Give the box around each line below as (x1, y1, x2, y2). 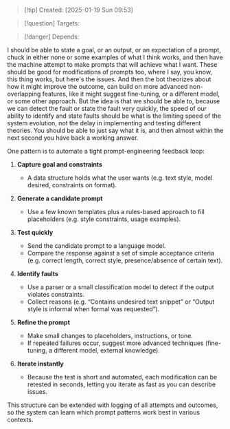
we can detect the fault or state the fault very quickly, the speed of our (7, 105, 207, 112)
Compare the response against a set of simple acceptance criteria (27, 249, 215, 257)
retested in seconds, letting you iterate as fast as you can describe (27, 380, 216, 388)
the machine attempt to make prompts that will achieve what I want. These (7, 61, 218, 68)
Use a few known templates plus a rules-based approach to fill (27, 208, 205, 216)
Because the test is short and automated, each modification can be (27, 373, 218, 381)
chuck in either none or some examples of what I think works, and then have (7, 53, 223, 61)
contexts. (7, 416, 34, 423)
